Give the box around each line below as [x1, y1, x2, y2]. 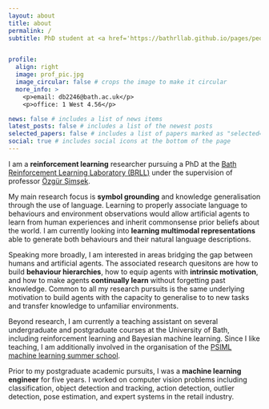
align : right [15, 63, 59, 71]
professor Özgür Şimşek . [8, 176, 90, 185]
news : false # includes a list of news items [8, 115, 163, 123]
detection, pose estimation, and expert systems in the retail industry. [8, 391, 235, 401]
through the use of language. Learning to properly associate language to [8, 200, 248, 209]
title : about [8, 19, 52, 27]
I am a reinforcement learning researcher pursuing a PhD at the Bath [8, 159, 237, 168]
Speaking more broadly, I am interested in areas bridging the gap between [8, 249, 254, 259]
